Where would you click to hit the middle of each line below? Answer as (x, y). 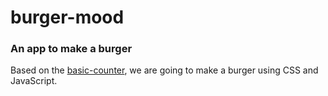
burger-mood (67, 17)
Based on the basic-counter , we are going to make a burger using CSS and (164, 70)
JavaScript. (34, 81)
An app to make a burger (71, 49)
